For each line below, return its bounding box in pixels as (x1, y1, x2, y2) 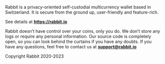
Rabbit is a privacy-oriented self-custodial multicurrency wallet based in (5, 4, 151, 10)
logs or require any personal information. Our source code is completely (5, 34, 151, 39)
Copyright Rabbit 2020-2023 (5, 53, 64, 59)
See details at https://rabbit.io (5, 19, 67, 24)
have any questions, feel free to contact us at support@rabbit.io (5, 44, 137, 49)
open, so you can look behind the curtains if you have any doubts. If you (5, 39, 152, 44)
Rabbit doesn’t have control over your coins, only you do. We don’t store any (5, 28, 161, 34)
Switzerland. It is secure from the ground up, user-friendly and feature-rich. (5, 9, 159, 15)
